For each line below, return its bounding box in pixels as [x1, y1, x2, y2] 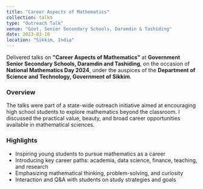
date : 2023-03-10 [6, 31, 50, 38]
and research [15, 163, 48, 170]
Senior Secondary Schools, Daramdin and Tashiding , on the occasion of [6, 60, 190, 67]
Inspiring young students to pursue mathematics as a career [15, 150, 165, 157]
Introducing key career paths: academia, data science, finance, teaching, [15, 156, 198, 164]
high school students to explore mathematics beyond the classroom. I [6, 108, 180, 116]
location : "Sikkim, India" [6, 37, 75, 43]
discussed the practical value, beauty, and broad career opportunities [6, 114, 181, 122]
